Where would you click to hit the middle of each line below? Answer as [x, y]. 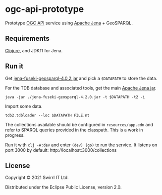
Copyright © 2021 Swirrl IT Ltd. [37, 178]
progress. [15, 135]
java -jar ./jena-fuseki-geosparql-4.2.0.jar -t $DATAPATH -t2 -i [75, 97]
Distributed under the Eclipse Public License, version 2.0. [63, 187]
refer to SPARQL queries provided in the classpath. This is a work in [74, 130]
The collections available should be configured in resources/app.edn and [79, 124]
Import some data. [24, 106]
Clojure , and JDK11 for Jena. [34, 50]
